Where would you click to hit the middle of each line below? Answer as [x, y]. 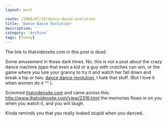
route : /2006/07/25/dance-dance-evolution [50, 19]
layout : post [19, 10]
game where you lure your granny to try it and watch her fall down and [78, 72]
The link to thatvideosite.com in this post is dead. [56, 52]
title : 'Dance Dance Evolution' [39, 24]
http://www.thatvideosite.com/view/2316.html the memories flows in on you [84, 98]
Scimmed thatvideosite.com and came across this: [58, 93]
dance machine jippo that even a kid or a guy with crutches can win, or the [82, 67]
